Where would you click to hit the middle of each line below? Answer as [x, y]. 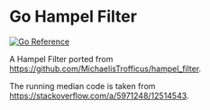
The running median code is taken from [82, 86]
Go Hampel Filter [73, 17]
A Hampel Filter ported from [61, 59]
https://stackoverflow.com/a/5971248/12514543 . [99, 96]
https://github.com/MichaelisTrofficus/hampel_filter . [105, 69]
